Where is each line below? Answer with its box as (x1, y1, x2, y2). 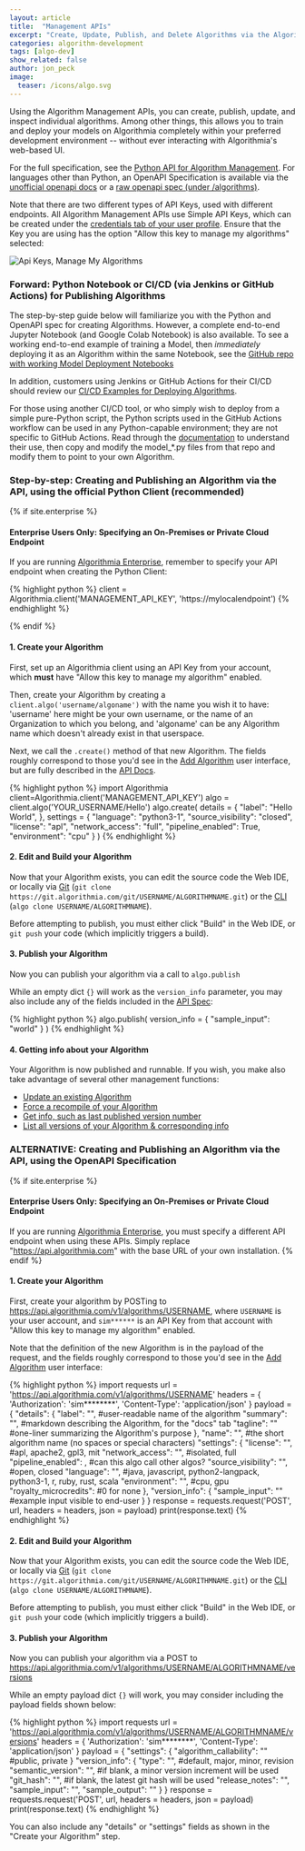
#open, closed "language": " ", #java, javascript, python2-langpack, (9, 1466, 261, 1477)
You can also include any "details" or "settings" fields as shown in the (9, 1821, 271, 1832)
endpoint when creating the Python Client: (9, 566, 168, 577)
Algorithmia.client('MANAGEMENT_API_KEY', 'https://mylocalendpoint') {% (9, 593, 290, 604)
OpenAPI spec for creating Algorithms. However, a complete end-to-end (9, 319, 280, 330)
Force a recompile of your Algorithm (22, 1101, 159, 1112)
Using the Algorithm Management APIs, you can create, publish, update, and (9, 105, 296, 116)
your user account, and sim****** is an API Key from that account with (9, 1315, 273, 1326)
